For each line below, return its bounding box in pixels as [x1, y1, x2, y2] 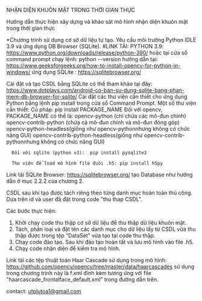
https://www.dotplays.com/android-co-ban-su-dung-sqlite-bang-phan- [6, 87, 185, 94]
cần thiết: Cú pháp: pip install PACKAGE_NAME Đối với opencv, [6, 106, 163, 113]
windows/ [6, 68, 31, 76]
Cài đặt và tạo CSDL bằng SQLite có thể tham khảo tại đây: [6, 80, 153, 87]
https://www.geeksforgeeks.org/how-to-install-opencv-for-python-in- [6, 62, 181, 69]
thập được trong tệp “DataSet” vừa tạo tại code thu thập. [14, 232, 156, 239]
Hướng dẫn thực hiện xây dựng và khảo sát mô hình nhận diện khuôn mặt [6, 18, 188, 25]
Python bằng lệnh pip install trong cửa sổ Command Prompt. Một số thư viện [6, 99, 197, 107]
